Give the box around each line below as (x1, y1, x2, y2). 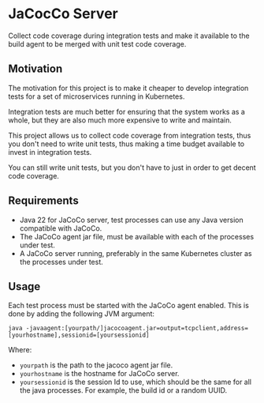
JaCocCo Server (8, 5, 118, 23)
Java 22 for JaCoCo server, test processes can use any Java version (19, 215, 244, 224)
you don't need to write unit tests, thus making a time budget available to (8, 139, 245, 149)
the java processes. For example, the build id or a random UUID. (19, 386, 227, 395)
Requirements (8, 194, 79, 208)
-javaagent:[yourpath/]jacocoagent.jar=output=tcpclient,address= (25, 325, 248, 333)
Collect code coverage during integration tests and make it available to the (8, 31, 250, 40)
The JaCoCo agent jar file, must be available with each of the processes (19, 232, 255, 241)
